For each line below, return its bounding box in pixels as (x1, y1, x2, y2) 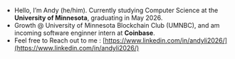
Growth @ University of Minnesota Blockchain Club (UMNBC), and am (14, 21, 220, 29)
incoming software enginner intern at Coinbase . (14, 28, 155, 37)
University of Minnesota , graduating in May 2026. (14, 14, 163, 22)
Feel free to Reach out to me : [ (14, 36, 105, 45)
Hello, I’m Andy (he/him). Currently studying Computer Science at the (14, 6, 219, 14)
